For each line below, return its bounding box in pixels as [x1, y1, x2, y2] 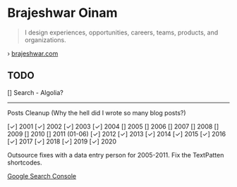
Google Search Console [7, 172, 76, 180]
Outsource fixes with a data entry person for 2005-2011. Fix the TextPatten [7, 150, 224, 159]
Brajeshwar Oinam [7, 5, 118, 21]
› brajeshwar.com [7, 49, 59, 58]
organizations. [24, 35, 66, 44]
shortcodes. [7, 158, 42, 167]
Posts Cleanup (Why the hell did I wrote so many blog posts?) [7, 108, 186, 117]
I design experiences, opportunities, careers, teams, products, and [24, 28, 219, 37]
